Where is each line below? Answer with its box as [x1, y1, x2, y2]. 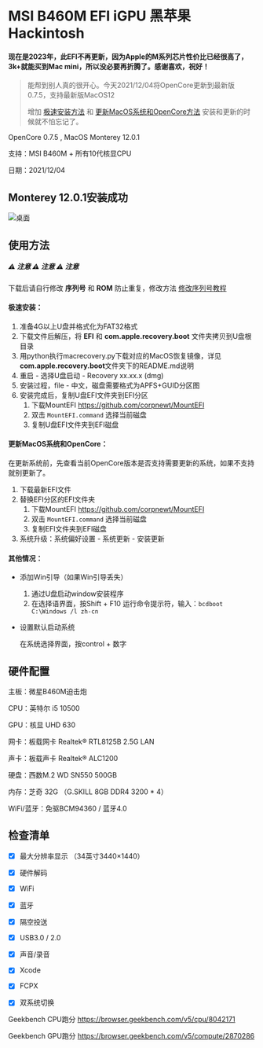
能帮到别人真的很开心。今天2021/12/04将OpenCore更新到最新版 [27, 80, 236, 90]
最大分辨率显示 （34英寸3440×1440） [19, 851, 144, 861]
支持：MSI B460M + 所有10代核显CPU [8, 149, 132, 158]
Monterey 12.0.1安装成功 [8, 190, 128, 204]
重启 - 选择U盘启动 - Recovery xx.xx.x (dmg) [19, 370, 164, 380]
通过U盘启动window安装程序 [31, 589, 124, 598]
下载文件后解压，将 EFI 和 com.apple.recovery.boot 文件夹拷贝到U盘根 [19, 331, 252, 340]
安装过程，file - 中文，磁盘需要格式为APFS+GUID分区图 [19, 381, 200, 390]
